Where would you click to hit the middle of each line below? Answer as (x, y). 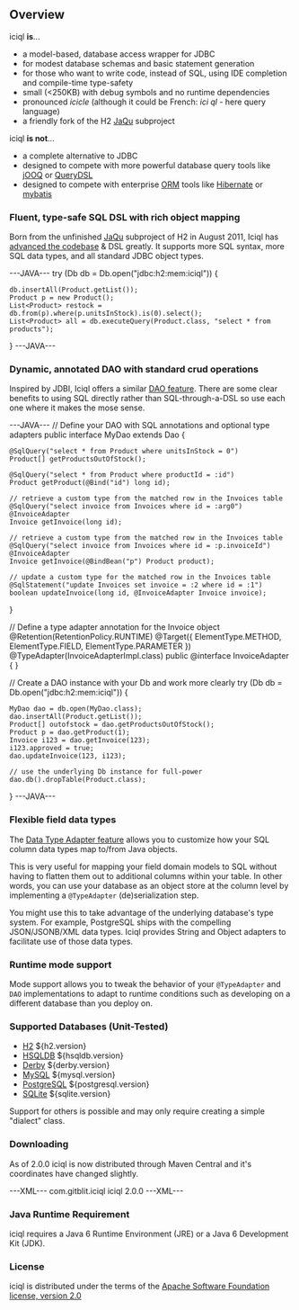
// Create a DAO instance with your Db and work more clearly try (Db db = (146, 683)
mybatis (37, 193)
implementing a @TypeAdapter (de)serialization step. (104, 895)
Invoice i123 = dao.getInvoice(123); (80, 740)
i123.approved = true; (52, 749)
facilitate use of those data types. (71, 941)
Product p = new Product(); (62, 298)
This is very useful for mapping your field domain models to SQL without (143, 866)
